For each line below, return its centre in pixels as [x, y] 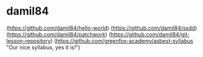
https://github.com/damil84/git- [150, 34]
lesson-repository [29, 41]
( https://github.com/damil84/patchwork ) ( [59, 34]
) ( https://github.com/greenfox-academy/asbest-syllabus [122, 41]
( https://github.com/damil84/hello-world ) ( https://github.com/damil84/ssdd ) [102, 28]
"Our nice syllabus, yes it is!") [43, 47]
